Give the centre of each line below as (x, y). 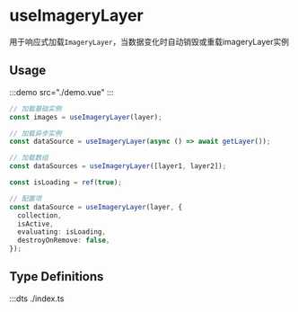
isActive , (35, 224)
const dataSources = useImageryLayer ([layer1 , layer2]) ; (118, 166)
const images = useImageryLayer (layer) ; (86, 117)
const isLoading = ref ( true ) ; (66, 183)
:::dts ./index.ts (37, 299)
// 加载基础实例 (35, 109)
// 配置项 (26, 199)
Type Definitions (57, 276)
